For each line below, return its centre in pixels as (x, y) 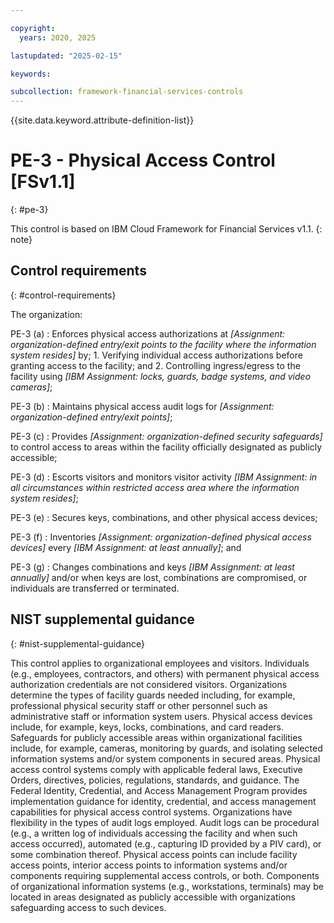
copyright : (33, 28)
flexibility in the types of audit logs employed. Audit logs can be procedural (165, 822)
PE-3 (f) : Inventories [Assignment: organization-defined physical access (161, 537)
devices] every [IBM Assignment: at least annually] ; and (126, 547)
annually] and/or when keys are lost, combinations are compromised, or (159, 577)
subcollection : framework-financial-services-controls (127, 92)
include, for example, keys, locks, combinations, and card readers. (147, 727)
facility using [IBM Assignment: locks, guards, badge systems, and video (161, 376)
